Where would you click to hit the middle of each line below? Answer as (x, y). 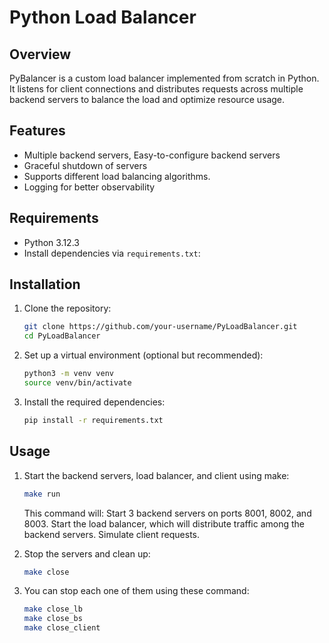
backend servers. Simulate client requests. (112, 534)
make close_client (62, 628)
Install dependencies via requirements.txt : (112, 253)
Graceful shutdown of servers (85, 165)
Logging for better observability (89, 187)
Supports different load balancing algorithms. (117, 176)
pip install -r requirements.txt (93, 420)
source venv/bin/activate (77, 383)
